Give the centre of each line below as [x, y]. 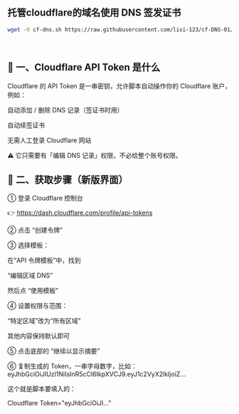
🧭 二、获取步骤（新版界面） [68, 180]
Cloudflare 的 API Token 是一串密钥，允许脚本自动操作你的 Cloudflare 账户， [119, 86]
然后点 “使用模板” [33, 291]
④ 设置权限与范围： [38, 306]
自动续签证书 [26, 125]
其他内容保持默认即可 [38, 336]
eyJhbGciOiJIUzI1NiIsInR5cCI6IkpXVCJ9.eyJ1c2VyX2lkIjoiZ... [97, 374]
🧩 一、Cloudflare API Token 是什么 [84, 67]
